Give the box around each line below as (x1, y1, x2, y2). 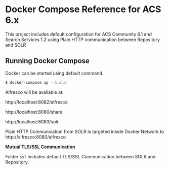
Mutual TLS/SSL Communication (5, 144, 75, 150)
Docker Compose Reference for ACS (5, 4, 161, 15)
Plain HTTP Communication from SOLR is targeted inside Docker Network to (5, 128, 164, 134)
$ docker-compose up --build (5, 80, 67, 85)
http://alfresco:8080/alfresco (5, 133, 66, 140)
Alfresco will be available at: (5, 89, 64, 95)
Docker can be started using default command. (5, 70, 104, 76)
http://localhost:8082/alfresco (5, 99, 68, 105)
